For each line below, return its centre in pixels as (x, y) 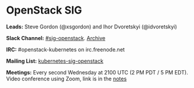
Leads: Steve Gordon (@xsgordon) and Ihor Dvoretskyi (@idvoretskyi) (92, 27)
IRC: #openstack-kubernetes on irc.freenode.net (66, 49)
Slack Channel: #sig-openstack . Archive (56, 38)
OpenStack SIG (44, 10)
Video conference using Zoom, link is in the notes (67, 79)
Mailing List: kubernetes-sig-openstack (55, 61)
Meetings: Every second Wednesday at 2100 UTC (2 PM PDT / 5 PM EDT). (97, 72)
